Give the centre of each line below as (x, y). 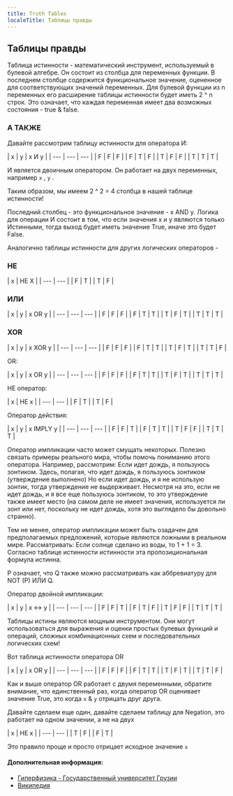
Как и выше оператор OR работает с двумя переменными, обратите (110, 684)
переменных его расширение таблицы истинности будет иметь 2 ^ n (110, 95)
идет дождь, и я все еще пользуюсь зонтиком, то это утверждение (107, 494)
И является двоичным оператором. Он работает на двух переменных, (113, 170)
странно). (22, 516)
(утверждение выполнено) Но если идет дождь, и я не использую (106, 479)
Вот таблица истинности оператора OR (66, 656)
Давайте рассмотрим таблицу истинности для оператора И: (98, 143)
